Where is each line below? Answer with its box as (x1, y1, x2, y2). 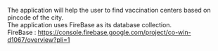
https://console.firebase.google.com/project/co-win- (37, 28, 191, 36)
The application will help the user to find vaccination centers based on (7, 6, 211, 14)
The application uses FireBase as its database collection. (7, 21, 172, 29)
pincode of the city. (7, 13, 64, 22)
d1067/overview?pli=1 (7, 36, 70, 44)
